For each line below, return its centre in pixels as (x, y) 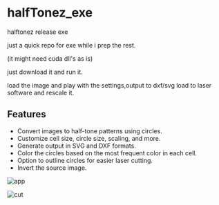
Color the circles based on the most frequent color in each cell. (107, 153)
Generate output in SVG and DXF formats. (76, 146)
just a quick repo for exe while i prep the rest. (72, 45)
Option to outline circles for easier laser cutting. (85, 160)
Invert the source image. (52, 168)
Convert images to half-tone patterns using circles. (89, 131)
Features (27, 114)
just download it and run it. (45, 72)
